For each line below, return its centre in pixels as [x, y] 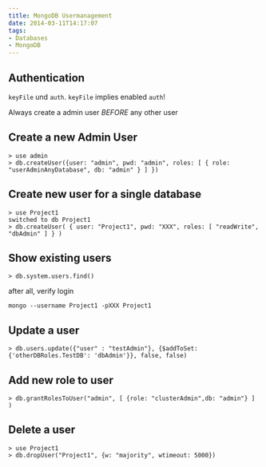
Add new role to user [61, 380]
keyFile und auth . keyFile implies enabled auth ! [87, 97]
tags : [17, 30]
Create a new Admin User [73, 138]
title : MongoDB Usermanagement [60, 16]
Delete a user [42, 430]
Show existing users [60, 257]
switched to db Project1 [50, 220]
